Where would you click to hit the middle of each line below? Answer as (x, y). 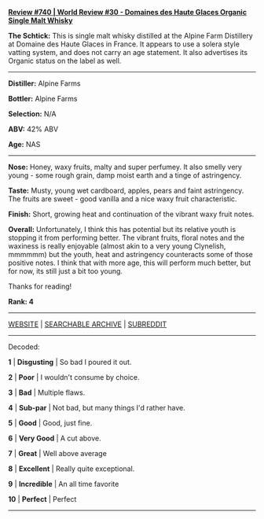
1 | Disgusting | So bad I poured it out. (70, 362)
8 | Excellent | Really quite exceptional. (71, 469)
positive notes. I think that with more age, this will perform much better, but (130, 263)
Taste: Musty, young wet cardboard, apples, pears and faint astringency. (126, 190)
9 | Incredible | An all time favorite (64, 484)
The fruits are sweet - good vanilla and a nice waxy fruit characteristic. (123, 199)
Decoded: (24, 347)
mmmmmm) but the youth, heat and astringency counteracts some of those (131, 254)
